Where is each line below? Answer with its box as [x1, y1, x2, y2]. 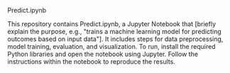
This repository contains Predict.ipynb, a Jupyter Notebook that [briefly [7, 20, 217, 28]
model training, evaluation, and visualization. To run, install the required [7, 43, 216, 50]
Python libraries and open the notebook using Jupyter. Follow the [7, 50, 199, 58]
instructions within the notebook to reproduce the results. [7, 57, 175, 66]
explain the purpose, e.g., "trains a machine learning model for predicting [7, 28, 221, 35]
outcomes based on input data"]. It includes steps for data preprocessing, [7, 35, 224, 43]
